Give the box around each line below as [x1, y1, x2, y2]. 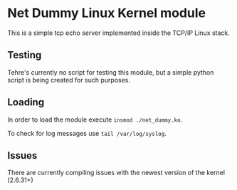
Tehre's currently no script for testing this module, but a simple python [7, 68, 214, 76]
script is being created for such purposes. [7, 75, 130, 84]
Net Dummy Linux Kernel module [7, 5, 206, 21]
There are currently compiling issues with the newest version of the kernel [7, 169, 226, 177]
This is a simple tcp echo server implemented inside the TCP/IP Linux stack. [7, 28, 230, 37]
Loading [7, 96, 45, 108]
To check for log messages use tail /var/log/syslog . [7, 129, 167, 137]
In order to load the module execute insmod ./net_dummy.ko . [7, 115, 183, 124]
